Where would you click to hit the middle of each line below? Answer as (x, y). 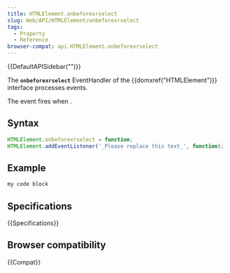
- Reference (31, 40)
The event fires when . (40, 101)
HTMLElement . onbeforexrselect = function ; (70, 139)
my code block (28, 184)
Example (27, 168)
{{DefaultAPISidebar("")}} (44, 66)
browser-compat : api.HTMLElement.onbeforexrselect (83, 46)
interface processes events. (47, 88)
